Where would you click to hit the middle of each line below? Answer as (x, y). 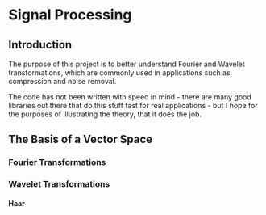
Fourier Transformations (57, 162)
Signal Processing (70, 15)
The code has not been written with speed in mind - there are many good (130, 97)
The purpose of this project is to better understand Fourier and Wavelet (127, 64)
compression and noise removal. (62, 81)
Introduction (40, 45)
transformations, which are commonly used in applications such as (120, 73)
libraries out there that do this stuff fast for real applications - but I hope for (133, 105)
